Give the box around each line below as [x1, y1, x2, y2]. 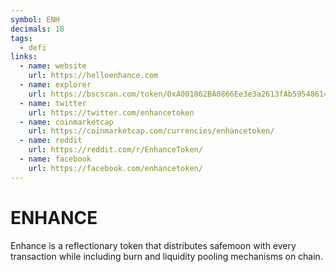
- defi [19, 42, 47, 53]
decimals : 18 [10, 24, 65, 34]
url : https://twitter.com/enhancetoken [28, 107, 195, 118]
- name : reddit [19, 136, 83, 146]
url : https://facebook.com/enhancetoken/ [28, 163, 203, 173]
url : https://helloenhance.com [28, 71, 159, 81]
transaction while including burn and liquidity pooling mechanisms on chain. [10, 250, 323, 262]
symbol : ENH [10, 14, 60, 25]
